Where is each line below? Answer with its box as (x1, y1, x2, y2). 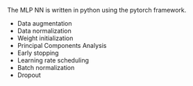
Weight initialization (17, 34, 74, 42)
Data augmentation (17, 19, 72, 27)
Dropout (17, 71, 42, 79)
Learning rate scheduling (17, 56, 89, 64)
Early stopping (17, 49, 59, 57)
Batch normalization (17, 64, 75, 71)
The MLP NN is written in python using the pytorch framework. (7, 6, 187, 14)
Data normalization (17, 27, 72, 35)
